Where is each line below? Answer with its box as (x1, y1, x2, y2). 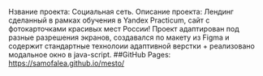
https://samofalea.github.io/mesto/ (8, 58, 125, 68)
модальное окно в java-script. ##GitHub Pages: (8, 50, 171, 59)
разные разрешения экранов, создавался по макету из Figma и (8, 32, 230, 42)
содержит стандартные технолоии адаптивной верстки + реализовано (8, 41, 256, 51)
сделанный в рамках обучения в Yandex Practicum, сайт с (8, 15, 210, 25)
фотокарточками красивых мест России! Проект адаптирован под (8, 24, 239, 33)
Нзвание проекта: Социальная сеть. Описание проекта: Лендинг (8, 7, 234, 16)
